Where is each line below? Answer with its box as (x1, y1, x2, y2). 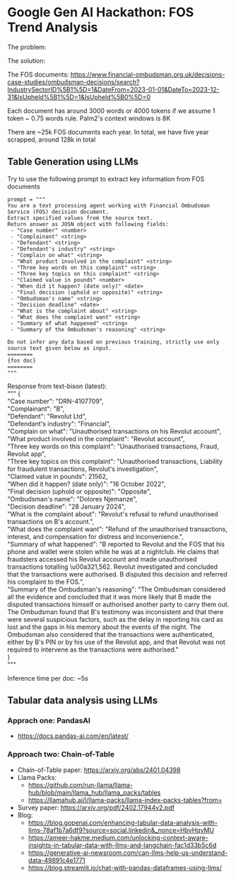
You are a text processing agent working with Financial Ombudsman (7, 202, 211, 209)
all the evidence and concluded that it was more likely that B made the (7, 592, 212, 601)
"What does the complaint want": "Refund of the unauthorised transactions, (7, 525, 228, 533)
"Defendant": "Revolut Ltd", (7, 412, 87, 420)
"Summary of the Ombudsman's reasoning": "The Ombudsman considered (7, 585, 226, 594)
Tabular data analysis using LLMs (7, 695, 158, 707)
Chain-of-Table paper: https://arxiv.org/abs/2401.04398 (17, 766, 181, 774)
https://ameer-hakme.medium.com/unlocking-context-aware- (28, 833, 208, 841)
